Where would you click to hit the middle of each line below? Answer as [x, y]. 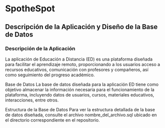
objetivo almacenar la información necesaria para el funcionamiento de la [80, 90]
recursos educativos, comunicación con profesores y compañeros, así [77, 69]
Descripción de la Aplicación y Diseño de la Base [82, 27]
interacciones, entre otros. [32, 100]
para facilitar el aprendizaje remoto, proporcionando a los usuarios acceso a [83, 64]
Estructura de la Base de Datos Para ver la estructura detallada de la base [80, 109]
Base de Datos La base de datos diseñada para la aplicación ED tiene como [82, 84]
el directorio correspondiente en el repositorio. [53, 120]
